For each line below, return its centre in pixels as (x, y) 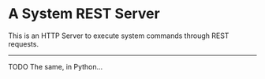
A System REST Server (84, 14)
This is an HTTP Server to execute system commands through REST (119, 36)
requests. (24, 43)
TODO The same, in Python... (56, 66)
